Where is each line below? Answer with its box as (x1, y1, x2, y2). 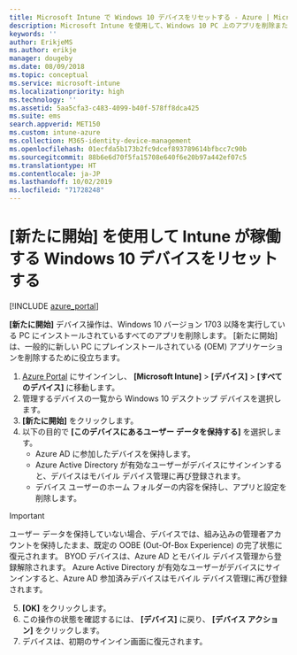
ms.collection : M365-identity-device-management (9, 136, 192, 145)
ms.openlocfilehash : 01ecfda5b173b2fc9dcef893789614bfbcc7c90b (9, 144, 247, 153)
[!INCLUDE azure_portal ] (9, 300, 99, 311)
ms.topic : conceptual (9, 71, 89, 80)
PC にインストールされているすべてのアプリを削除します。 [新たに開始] (19, 329, 278, 341)
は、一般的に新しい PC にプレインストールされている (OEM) (9, 341, 228, 351)
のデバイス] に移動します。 (21, 381, 120, 392)
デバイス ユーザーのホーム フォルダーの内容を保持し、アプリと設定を (34, 482, 287, 492)
